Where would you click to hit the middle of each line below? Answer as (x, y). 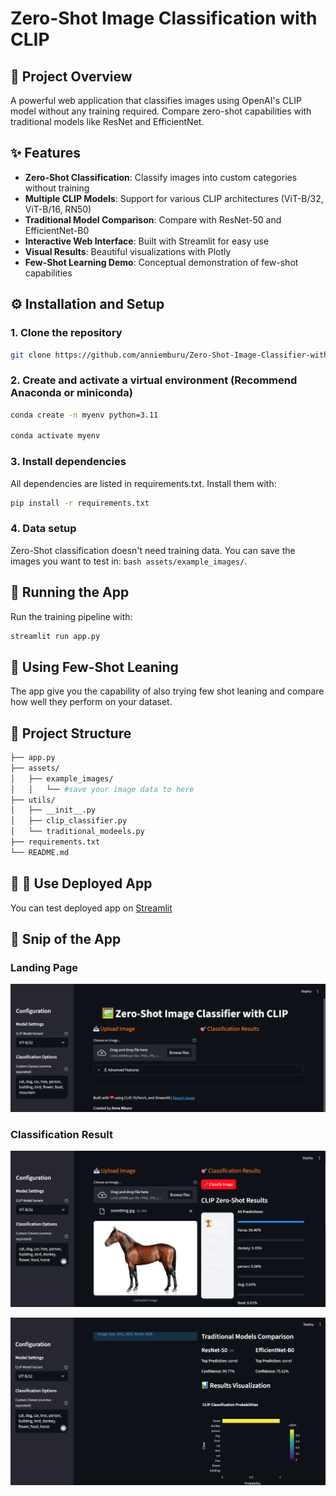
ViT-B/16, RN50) (58, 209)
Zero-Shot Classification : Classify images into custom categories (161, 177)
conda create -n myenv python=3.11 (84, 415)
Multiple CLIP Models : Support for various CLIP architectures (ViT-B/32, (174, 198)
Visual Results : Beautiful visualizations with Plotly (128, 251)
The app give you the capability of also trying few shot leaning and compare (167, 691)
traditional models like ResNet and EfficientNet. (107, 121)
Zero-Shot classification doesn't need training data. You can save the (153, 550)
